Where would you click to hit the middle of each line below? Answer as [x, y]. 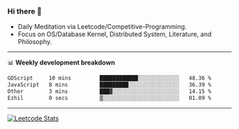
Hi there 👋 [25, 11]
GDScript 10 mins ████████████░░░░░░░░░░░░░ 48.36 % [110, 78]
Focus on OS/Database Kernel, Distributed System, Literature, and [115, 34]
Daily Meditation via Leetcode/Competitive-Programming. [102, 27]
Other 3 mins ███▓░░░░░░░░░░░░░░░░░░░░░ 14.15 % [110, 91]
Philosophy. [34, 42]
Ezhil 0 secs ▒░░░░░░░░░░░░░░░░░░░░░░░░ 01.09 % [110, 98]
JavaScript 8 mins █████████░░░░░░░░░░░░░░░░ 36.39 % [110, 85]
